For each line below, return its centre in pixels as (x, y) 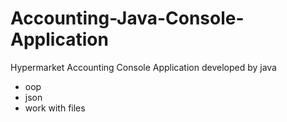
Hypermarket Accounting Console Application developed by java (143, 67)
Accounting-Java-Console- (127, 18)
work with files (55, 108)
